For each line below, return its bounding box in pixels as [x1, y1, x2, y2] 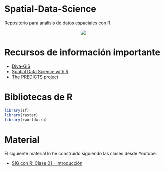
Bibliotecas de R [4, 91, 73, 103]
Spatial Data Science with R [11, 68, 69, 74]
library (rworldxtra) [4, 117, 48, 122]
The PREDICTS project [11, 74, 58, 80]
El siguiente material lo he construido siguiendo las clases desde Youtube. [4, 151, 157, 157]
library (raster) [4, 112, 38, 118]
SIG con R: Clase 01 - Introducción [11, 160, 83, 166]
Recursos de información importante [4, 47, 161, 58]
